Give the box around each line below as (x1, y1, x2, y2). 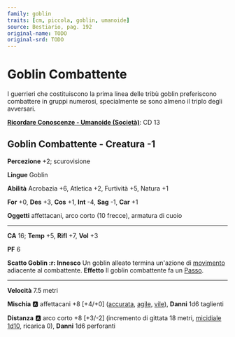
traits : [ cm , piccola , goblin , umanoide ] (7, 17, 130, 24)
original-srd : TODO (7, 36, 64, 43)
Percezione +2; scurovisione (7, 157, 91, 165)
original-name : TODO (7, 29, 68, 37)
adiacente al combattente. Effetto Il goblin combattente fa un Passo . (7, 266, 204, 274)
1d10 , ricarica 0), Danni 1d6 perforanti (7, 322, 115, 330)
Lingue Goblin (7, 170, 48, 179)
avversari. (7, 104, 36, 113)
